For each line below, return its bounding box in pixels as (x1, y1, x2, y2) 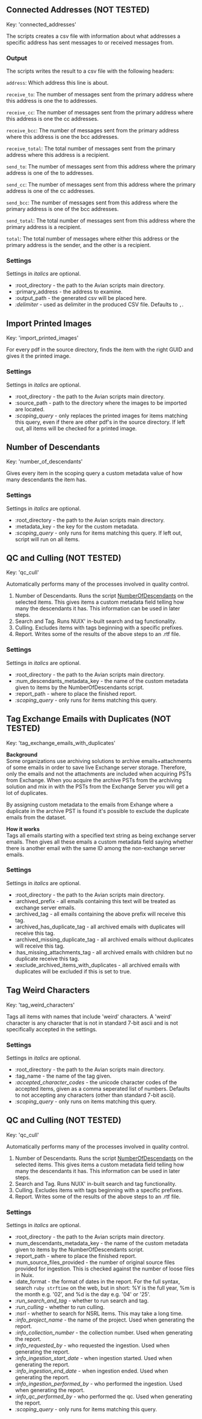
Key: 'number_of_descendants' (6, 458, 83, 465)
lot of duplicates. (6, 789, 48, 796)
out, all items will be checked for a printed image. (14, 424, 137, 432)
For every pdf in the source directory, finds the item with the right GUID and (6, 346, 194, 354)
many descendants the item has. (6, 476, 87, 483)
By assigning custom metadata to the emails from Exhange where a (6, 801, 173, 808)
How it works (6, 825, 40, 832)
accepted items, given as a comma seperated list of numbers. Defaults (14, 1085, 191, 1092)
